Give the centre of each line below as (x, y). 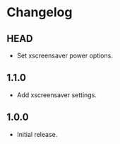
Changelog (40, 12)
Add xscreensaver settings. (56, 95)
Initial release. (37, 134)
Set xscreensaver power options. (65, 55)
